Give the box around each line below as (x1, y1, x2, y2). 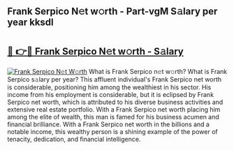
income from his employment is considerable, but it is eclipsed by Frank (7, 91, 214, 98)
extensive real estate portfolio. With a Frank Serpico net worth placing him (7, 105, 221, 114)
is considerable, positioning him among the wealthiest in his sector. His (7, 83, 212, 91)
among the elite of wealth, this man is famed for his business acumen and (7, 113, 220, 121)
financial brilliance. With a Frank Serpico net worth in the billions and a (7, 120, 210, 128)
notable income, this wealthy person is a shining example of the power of (7, 128, 218, 135)
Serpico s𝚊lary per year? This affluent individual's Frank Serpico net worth (7, 75, 222, 83)
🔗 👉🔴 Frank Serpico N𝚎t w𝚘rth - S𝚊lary (7, 45, 184, 57)
